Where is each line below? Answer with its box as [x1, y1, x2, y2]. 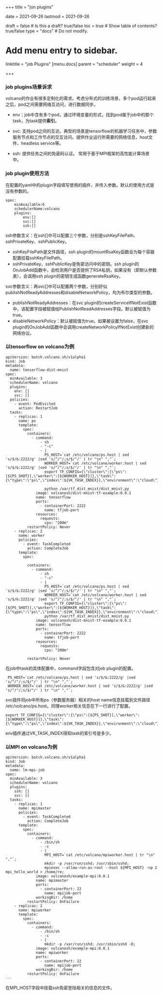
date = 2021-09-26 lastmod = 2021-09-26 [5, 14, 90, 19]
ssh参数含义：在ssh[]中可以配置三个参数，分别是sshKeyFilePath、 [5, 232, 138, 238]
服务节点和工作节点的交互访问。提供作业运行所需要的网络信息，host [12, 134, 149, 140]
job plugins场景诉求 [5, 83, 52, 90]
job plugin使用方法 [5, 170, 49, 177]
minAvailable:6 [14, 202, 45, 207]
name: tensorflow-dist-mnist [10, 367, 69, 372]
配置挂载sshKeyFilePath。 [12, 255, 65, 261]
